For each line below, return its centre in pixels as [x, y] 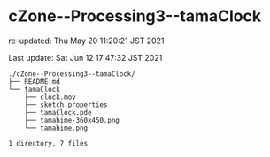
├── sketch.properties [66, 105]
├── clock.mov [50, 97]
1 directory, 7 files [48, 143]
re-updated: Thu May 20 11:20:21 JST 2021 [86, 41]
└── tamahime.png [56, 128]
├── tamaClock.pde [58, 112]
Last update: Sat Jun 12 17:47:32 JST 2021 [85, 57]
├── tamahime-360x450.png [72, 120]
